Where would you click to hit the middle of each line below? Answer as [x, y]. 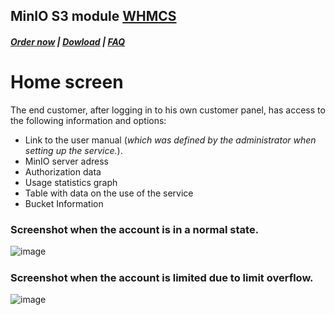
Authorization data [63, 171]
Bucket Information [64, 203]
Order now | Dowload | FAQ [68, 41]
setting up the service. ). [73, 150]
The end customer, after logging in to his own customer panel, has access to [168, 110]
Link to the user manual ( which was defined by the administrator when [170, 140]
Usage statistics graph [71, 182]
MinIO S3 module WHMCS [93, 16]
